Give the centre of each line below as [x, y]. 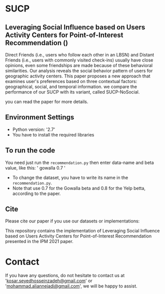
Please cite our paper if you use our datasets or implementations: [72, 221]
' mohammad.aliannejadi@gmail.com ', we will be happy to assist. [71, 286]
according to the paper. [36, 193]
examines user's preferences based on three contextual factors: [71, 81]
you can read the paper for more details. [47, 101]
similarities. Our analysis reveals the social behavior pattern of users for [79, 71]
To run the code [30, 150]
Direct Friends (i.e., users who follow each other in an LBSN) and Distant [80, 55]
